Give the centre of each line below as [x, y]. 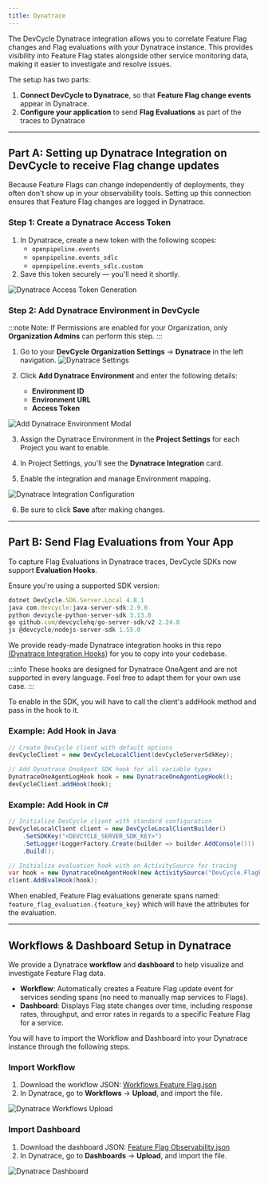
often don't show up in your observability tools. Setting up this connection [130, 194]
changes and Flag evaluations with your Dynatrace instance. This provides [131, 47]
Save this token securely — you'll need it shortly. [100, 274]
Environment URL [61, 400]
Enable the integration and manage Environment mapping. [115, 479]
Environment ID [58, 391]
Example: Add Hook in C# [59, 805]
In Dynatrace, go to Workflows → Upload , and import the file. [121, 1094]
